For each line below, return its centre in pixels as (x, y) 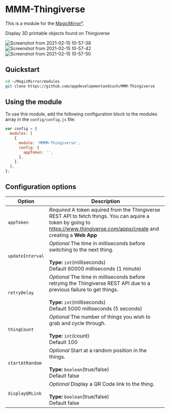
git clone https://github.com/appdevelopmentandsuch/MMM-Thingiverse (80, 86)
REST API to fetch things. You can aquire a (99, 216)
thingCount (21, 329)
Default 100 (63, 342)
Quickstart (23, 70)
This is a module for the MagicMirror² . (45, 23)
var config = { (21, 129)
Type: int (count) (69, 335)
